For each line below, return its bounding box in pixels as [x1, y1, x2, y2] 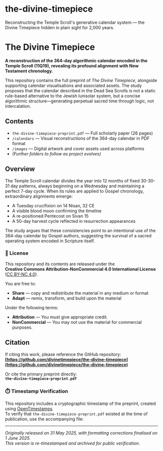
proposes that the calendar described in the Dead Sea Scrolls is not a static [5, 87, 156, 93]
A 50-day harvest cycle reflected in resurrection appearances [12, 218, 136, 224]
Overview [5, 165, 35, 173]
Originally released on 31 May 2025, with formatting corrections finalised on [5, 430, 158, 435]
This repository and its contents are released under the [5, 261, 115, 267]
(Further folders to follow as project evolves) [12, 150, 101, 156]
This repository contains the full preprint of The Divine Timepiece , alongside [5, 77, 158, 83]
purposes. [12, 324, 33, 330]
